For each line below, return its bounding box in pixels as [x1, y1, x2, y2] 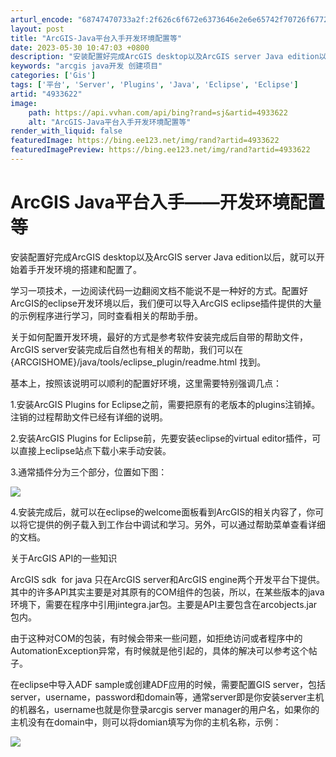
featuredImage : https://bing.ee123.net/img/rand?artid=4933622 [10, 136, 280, 146]
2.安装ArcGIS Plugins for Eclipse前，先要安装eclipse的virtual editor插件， [10, 432, 313, 444]
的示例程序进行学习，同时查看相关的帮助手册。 [10, 309, 203, 321]
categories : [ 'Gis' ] [10, 71, 97, 81]
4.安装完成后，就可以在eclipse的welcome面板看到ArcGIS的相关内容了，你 [10, 506, 316, 518]
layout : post [10, 24, 65, 34]
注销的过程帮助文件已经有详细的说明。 [10, 411, 168, 423]
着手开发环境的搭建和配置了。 [18, 263, 142, 275]
